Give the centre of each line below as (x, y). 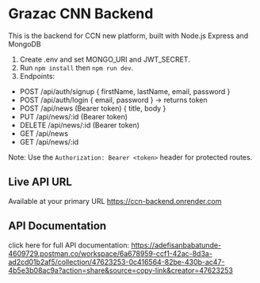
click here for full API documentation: (69, 245)
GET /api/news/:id (49, 141)
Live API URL (40, 182)
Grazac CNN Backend (81, 14)
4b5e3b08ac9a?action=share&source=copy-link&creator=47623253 (121, 270)
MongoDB (25, 43)
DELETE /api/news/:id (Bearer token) (80, 125)
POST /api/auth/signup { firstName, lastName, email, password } (125, 91)
